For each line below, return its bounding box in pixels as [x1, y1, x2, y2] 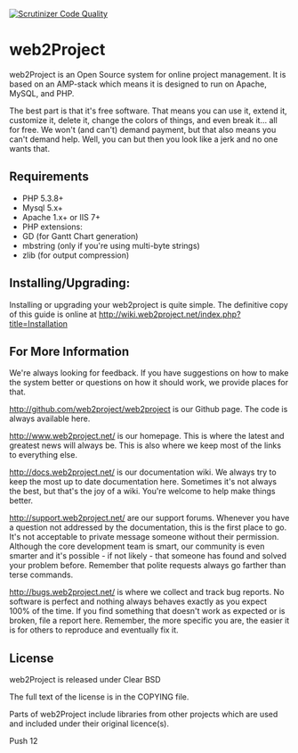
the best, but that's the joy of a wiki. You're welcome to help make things [9, 486, 276, 497]
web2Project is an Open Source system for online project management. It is [9, 69, 286, 79]
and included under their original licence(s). [9, 718, 169, 729]
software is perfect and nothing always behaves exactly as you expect [9, 596, 268, 607]
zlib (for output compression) [21, 250, 130, 261]
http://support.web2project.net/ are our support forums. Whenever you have [9, 513, 290, 524]
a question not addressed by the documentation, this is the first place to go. [9, 522, 287, 533]
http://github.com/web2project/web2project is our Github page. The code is [9, 404, 288, 415]
